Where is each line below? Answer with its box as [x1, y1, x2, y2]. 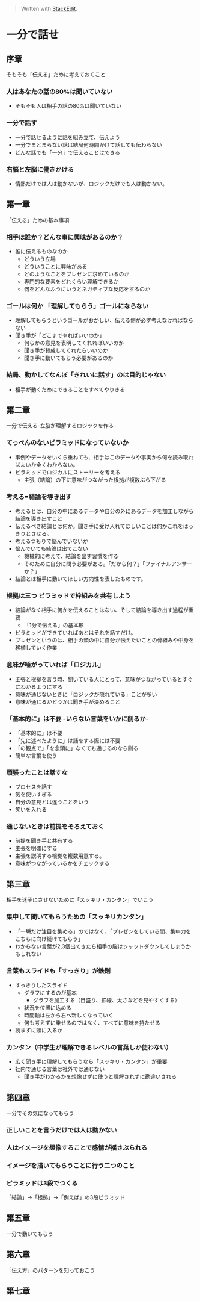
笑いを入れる [14, 806, 47, 813]
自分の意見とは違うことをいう [14, 798, 89, 806]
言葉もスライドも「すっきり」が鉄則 [6, 966, 111, 975]
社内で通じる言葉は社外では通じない [14, 1066, 105, 1073]
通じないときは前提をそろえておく [6, 822, 105, 831]
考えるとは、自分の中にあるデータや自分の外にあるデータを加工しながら [14, 508, 194, 514]
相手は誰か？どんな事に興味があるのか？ [6, 233, 123, 241]
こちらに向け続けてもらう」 [14, 935, 84, 942]
